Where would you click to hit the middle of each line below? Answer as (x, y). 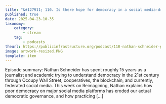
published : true (22, 14)
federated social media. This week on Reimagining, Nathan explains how (79, 86)
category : (24, 28)
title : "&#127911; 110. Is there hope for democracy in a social (74, 10)
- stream (32, 33)
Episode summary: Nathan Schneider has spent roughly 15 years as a (76, 70)
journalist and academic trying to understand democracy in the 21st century (82, 75)
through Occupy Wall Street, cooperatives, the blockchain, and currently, (79, 80)
